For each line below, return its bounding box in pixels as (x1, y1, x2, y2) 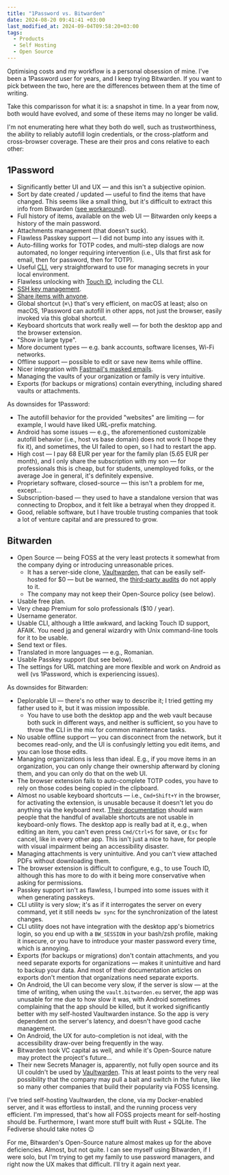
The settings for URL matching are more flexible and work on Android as (16, 662, 221, 670)
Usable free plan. (16, 597, 66, 605)
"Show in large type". (16, 335, 77, 343)
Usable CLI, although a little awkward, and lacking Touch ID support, (16, 618, 211, 627)
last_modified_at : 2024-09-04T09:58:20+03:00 (7, 23, 139, 29)
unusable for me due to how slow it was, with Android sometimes (16, 995, 201, 1003)
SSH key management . (16, 284, 82, 293)
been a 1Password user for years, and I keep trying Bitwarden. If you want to (7, 74, 222, 82)
